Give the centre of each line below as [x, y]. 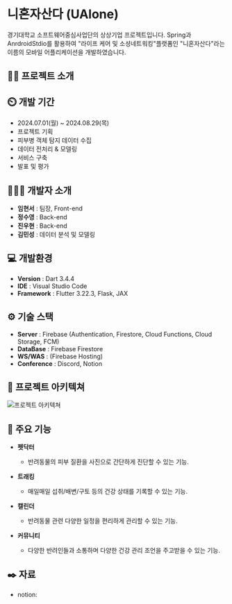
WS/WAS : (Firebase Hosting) [60, 356]
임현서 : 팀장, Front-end [50, 208]
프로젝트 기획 [35, 132]
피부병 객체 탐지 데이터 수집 [55, 140]
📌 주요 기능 [30, 429]
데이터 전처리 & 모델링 [47, 149]
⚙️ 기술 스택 [31, 317]
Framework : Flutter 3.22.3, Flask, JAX [73, 293]
